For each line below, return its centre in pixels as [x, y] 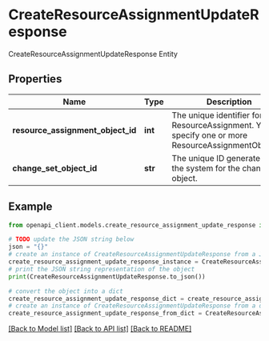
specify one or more [210, 135]
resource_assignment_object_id [74, 130]
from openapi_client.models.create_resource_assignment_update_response [132, 225]
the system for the [206, 168]
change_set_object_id [55, 168]
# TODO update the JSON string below [71, 239]
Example [30, 207]
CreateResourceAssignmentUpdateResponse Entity [93, 54]
